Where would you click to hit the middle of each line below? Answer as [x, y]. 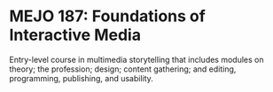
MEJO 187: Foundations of [107, 16]
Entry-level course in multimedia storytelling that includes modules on [136, 59]
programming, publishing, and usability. [81, 78]
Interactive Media [75, 35]
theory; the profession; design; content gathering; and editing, [123, 69]
